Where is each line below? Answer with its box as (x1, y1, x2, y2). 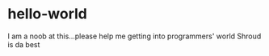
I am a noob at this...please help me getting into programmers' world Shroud (7, 31, 262, 41)
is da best (7, 39, 40, 49)
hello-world (7, 5, 88, 23)
